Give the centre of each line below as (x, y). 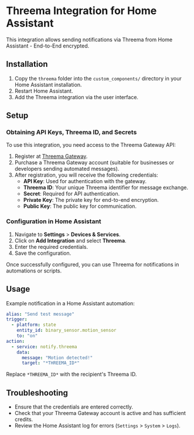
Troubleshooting (37, 392)
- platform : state (34, 325)
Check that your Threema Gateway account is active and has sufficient (100, 413)
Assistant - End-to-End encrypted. (48, 46)
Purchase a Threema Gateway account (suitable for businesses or (94, 163)
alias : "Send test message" (40, 314)
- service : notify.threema (44, 347)
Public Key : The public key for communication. (80, 206)
